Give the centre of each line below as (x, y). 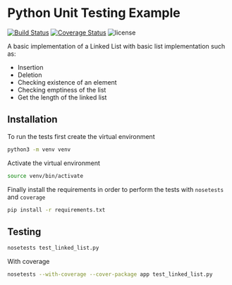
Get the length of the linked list (62, 97)
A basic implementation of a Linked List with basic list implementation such (116, 46)
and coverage (26, 197)
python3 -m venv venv (39, 150)
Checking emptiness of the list (62, 90)
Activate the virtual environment (54, 163)
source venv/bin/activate (45, 176)
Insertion (30, 67)
